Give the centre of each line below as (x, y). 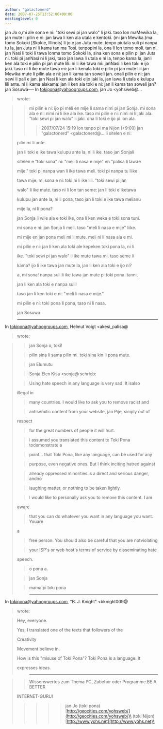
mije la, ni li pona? (35, 209)
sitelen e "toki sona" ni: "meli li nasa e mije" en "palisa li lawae (79, 162)
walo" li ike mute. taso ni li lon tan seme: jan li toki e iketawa (76, 190)
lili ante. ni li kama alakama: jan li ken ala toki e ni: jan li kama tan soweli (76, 84)
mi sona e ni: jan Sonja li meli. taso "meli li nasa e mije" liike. (77, 228)
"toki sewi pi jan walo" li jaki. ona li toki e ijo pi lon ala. (82, 119)
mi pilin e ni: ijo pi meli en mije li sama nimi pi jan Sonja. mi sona (92, 108)
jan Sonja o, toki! (46, 345)
